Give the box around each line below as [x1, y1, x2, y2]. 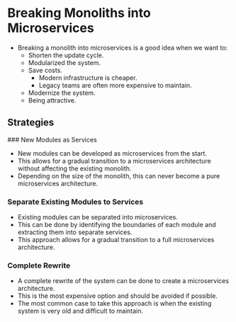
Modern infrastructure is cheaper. [38, 73, 137, 82]
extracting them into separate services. [17, 228, 133, 236]
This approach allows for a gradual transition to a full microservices [17, 236, 215, 244]
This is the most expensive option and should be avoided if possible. [17, 292, 218, 300]
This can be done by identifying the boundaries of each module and [17, 221, 216, 229]
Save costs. [28, 66, 62, 74]
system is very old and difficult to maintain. [17, 306, 144, 316]
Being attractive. [28, 96, 77, 104]
